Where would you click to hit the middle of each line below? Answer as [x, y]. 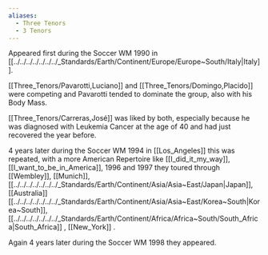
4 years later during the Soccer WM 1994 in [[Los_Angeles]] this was [122, 151]
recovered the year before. [52, 135]
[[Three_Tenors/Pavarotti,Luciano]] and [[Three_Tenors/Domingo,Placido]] [131, 86]
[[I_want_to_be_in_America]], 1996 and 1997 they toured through [114, 168]
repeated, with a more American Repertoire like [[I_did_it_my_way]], [119, 159]
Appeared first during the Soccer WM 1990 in [83, 54]
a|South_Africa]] [35, 227]
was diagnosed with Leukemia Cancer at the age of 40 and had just [120, 127]
